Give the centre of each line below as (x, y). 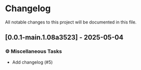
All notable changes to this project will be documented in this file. (71, 22)
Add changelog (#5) (32, 62)
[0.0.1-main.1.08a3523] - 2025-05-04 (64, 37)
